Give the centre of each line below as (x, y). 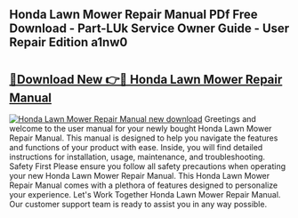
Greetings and (230, 119)
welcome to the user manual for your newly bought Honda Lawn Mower (141, 129)
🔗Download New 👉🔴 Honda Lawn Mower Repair (146, 79)
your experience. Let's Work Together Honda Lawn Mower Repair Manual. (145, 194)
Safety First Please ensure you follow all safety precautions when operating (148, 166)
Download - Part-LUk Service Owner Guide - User (149, 29)
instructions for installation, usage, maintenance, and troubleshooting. (137, 157)
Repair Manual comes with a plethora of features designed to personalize (144, 185)
